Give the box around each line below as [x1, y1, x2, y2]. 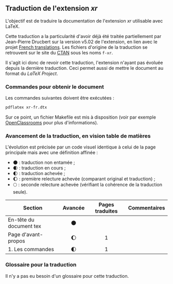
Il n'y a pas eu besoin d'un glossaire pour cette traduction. [5, 273, 129, 279]
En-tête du [8, 216, 34, 223]
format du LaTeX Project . [5, 70, 58, 77]
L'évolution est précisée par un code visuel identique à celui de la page [5, 144, 156, 150]
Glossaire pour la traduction [5, 261, 77, 269]
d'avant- [21, 231, 43, 238]
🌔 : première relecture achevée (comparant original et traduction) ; [12, 176, 155, 182]
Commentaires [128, 204, 165, 212]
